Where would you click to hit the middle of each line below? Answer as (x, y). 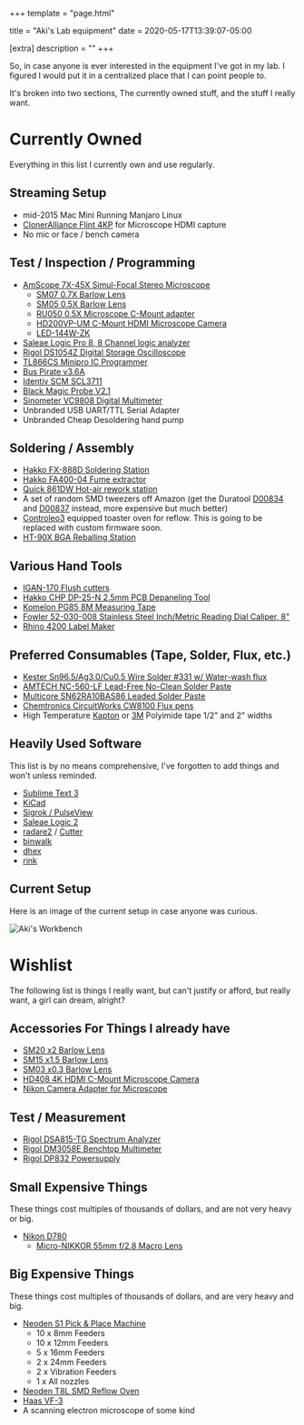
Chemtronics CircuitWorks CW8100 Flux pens (108, 706)
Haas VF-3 (43, 1400)
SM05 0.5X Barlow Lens (81, 304)
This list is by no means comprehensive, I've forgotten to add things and (144, 765)
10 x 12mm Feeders (72, 1342)
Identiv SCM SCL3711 (62, 381)
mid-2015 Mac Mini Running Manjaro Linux (103, 215)
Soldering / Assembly (72, 448)
